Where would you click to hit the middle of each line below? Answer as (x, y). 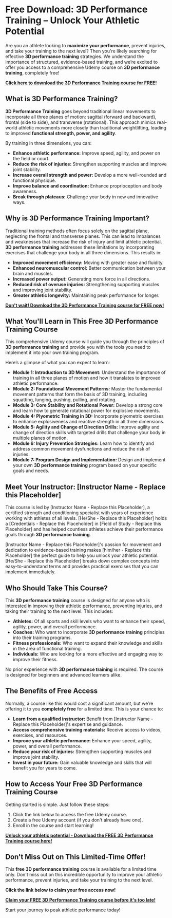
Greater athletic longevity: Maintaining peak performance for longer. (86, 295)
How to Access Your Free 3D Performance (74, 784)
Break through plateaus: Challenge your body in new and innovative (85, 197)
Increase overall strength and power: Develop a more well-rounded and (90, 175)
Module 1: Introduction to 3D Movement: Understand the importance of (89, 372)
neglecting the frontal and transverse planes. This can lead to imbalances (83, 236)
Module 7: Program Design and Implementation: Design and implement (89, 460)
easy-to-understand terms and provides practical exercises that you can (82, 567)
